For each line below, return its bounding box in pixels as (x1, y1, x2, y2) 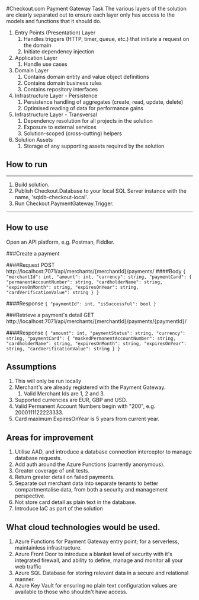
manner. (14, 576, 36, 583)
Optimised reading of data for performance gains (23, 105, 144, 111)
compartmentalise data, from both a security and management (14, 486, 168, 493)
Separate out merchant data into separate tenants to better (14, 480, 159, 487)
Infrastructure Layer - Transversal (14, 111, 98, 118)
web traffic (14, 563, 41, 570)
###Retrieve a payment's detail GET (6, 311, 95, 318)
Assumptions (6, 362, 57, 372)
